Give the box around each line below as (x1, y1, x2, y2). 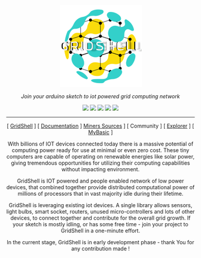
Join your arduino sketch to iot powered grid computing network (20, 93, 181, 100)
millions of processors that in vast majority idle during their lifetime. (17, 190, 184, 197)
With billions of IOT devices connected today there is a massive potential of (7, 140, 194, 147)
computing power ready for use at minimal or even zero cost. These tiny (11, 147, 190, 154)
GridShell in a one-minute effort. (60, 227, 141, 234)
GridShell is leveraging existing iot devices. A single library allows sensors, (8, 202, 193, 208)
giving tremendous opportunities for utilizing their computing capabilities (11, 159, 190, 166)
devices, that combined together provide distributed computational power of (6, 184, 195, 190)
